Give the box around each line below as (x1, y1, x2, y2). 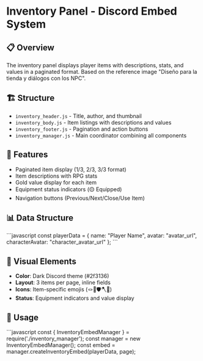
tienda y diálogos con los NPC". (6, 75, 86, 82)
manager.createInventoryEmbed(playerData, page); (6, 348, 136, 356)
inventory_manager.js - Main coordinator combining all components (15, 131, 187, 139)
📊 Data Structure (6, 213, 74, 224)
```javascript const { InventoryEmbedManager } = (6, 329, 130, 336)
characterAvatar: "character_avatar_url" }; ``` (6, 238, 118, 246)
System (6, 17, 46, 31)
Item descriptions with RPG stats (15, 172, 98, 180)
